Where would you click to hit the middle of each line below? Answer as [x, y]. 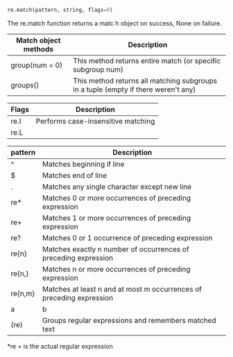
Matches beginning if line [84, 164]
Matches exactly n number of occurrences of [116, 249]
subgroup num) [98, 69]
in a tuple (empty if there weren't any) [134, 89]
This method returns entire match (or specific [147, 60]
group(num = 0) [37, 65]
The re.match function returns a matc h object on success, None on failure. [114, 23]
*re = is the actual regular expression [60, 346]
